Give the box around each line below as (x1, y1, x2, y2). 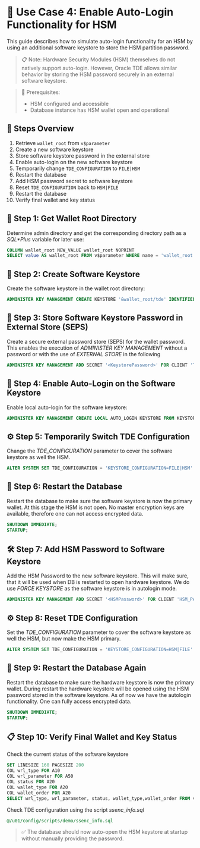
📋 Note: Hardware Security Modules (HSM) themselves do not (21, 56, 176, 63)
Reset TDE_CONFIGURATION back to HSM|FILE (15, 184, 119, 191)
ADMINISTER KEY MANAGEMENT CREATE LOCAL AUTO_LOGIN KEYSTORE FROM (7, 415, 174, 421)
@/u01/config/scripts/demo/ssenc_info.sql (7, 818, 113, 824)
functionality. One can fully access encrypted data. (7, 698, 132, 705)
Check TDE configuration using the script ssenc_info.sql (7, 806, 144, 814)
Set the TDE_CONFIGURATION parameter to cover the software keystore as (7, 629, 192, 636)
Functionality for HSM (7, 18, 118, 32)
